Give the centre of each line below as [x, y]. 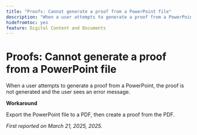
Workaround [22, 103]
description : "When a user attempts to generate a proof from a [86, 17]
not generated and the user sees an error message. [68, 92]
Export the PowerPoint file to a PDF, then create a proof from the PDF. [90, 114]
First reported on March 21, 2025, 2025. [54, 126]
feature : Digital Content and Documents [56, 28]
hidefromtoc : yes [27, 22]
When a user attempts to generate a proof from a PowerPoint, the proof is [95, 86]
